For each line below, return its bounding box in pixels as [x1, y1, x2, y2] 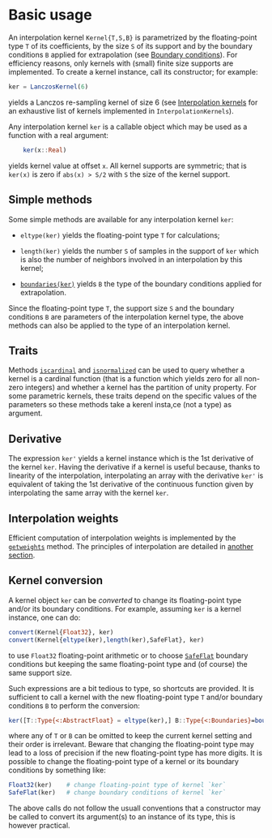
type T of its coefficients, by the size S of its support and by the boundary [8, 41, 253, 50]
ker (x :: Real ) [23, 146, 67, 154]
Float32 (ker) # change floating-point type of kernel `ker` [8, 781, 227, 789]
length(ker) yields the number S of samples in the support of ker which [19, 246, 259, 256]
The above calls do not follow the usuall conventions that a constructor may [8, 803, 261, 813]
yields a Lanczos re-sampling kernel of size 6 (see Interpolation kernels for [8, 97, 258, 107]
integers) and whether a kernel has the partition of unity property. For [25, 383, 257, 393]
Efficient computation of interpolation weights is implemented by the [8, 533, 236, 543]
